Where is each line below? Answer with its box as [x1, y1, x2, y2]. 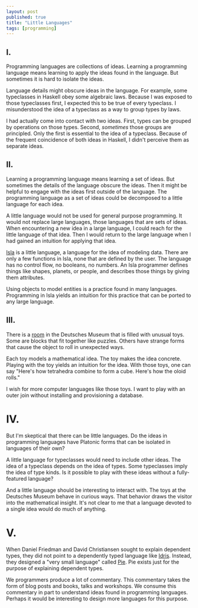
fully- [176, 469, 190, 476]
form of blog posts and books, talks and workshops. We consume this [6, 582, 177, 590]
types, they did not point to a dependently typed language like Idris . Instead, [6, 552, 192, 559]
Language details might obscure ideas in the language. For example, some [6, 87, 187, 94]
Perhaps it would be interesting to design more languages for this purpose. [6, 595, 189, 602]
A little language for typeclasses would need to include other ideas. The [6, 456, 181, 463]
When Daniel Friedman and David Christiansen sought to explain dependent [6, 546, 191, 553]
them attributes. [6, 274, 45, 281]
